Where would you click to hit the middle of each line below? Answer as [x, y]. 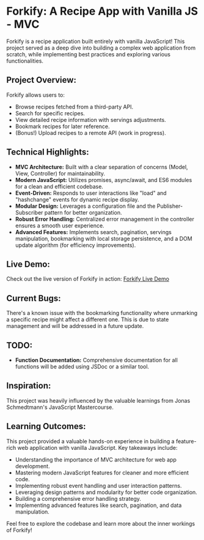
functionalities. [25, 61]
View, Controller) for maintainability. [60, 173]
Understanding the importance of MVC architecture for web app [96, 459]
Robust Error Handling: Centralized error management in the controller [104, 219]
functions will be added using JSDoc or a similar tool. [82, 367]
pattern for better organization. [83, 212]
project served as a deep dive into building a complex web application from [101, 48]
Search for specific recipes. [50, 113]
